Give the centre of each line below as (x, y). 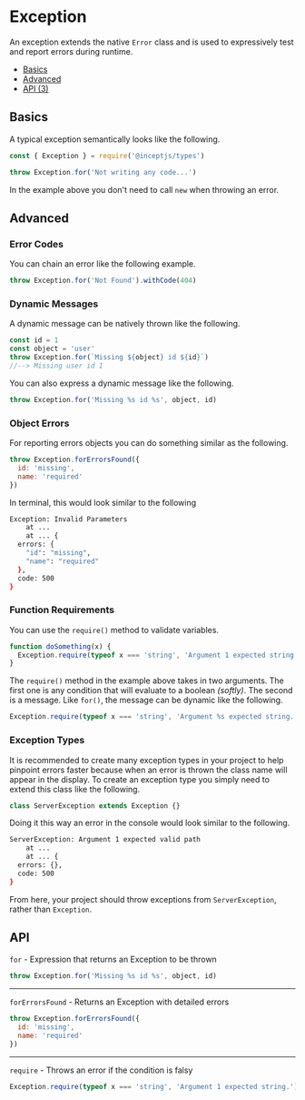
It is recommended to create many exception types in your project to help (147, 760)
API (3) (35, 88)
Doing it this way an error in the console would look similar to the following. (150, 823)
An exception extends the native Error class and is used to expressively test (152, 42)
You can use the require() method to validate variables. (114, 630)
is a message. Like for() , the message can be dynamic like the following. (146, 700)
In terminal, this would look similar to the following (103, 502)
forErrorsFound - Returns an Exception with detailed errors (119, 1002)
